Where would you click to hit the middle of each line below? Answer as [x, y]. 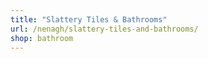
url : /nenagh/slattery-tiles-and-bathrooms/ [104, 29]
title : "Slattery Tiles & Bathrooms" [89, 19]
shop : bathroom [42, 38]
